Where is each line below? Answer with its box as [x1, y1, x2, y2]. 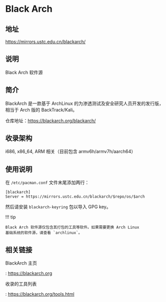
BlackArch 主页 [5, 260, 37, 266]
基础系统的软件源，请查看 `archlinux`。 [5, 230, 83, 235]
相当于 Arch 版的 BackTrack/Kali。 [5, 106, 78, 113]
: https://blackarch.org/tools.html [5, 291, 75, 297]
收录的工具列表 [5, 281, 37, 287]
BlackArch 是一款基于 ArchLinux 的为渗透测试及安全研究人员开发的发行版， [5, 100, 164, 106]
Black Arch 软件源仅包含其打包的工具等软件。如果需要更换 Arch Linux [5, 225, 139, 230]
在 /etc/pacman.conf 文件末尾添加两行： [5, 180, 89, 186]
